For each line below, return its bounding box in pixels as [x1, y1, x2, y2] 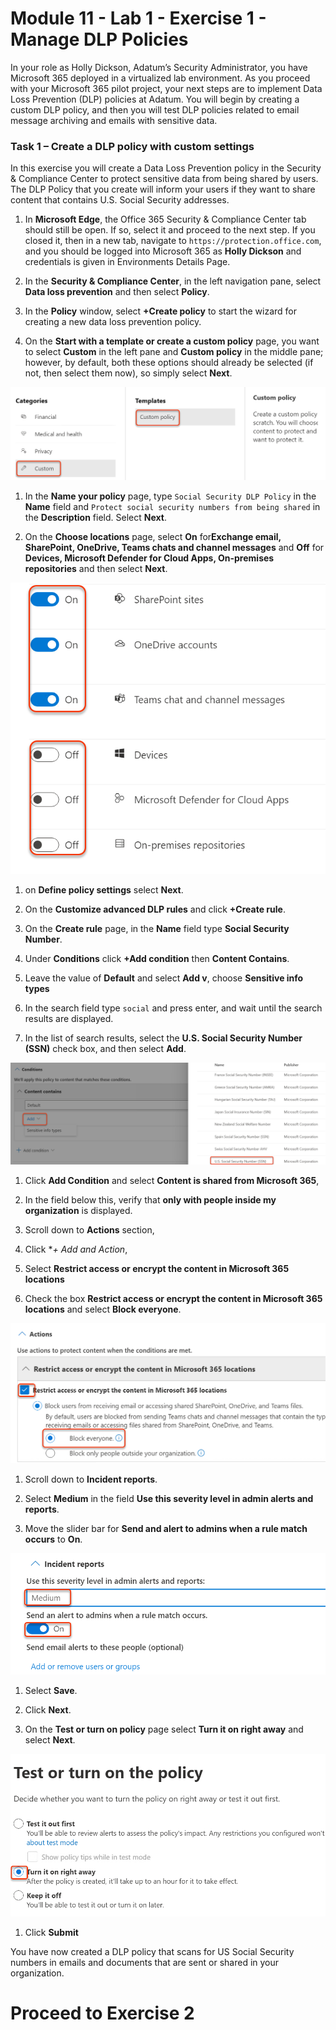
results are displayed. [24, 1012, 114, 1024]
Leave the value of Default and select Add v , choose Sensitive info [24, 972, 304, 984]
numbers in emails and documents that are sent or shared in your [10, 1957, 280, 1969]
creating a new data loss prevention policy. [24, 316, 202, 328]
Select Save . [24, 1685, 78, 1697]
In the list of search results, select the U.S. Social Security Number [24, 1032, 303, 1044]
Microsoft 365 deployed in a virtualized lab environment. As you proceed [10, 72, 311, 84]
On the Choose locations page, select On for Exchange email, [24, 531, 282, 543]
